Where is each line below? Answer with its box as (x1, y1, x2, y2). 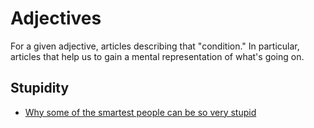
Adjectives (10, 7, 102, 30)
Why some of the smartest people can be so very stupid (24, 106, 257, 118)
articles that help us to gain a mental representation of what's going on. (10, 50, 305, 62)
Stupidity (10, 80, 70, 97)
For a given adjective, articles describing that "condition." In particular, (10, 40, 300, 52)
